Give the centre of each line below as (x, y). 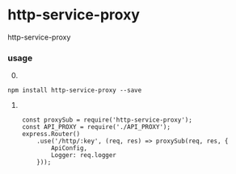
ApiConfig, (69, 148)
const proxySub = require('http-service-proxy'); (107, 120)
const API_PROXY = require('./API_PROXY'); (97, 127)
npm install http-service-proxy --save (75, 90)
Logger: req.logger (83, 155)
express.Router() (51, 135)
